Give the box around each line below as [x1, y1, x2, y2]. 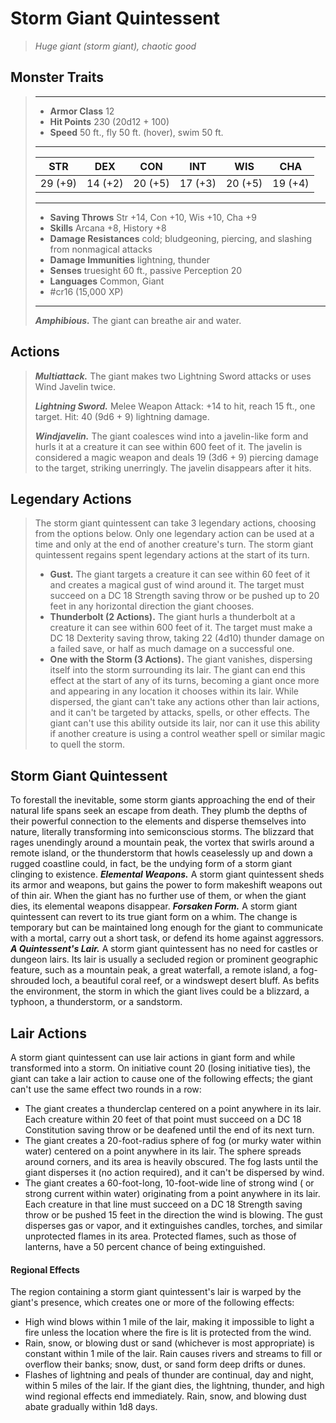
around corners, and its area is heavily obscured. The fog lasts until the [24, 1156, 319, 1167]
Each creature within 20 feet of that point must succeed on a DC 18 [24, 1113, 302, 1125]
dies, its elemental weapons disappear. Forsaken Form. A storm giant [10, 900, 298, 912]
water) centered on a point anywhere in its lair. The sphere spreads [24, 1145, 302, 1157]
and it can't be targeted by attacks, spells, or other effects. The [49, 707, 310, 719]
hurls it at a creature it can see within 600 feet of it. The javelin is [34, 440, 303, 452]
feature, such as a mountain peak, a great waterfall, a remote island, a [10, 964, 298, 976]
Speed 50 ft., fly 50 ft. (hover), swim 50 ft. [49, 126, 224, 138]
